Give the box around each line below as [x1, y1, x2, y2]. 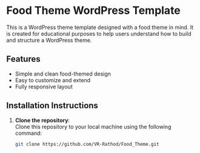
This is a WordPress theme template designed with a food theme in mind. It [6, 24, 194, 31]
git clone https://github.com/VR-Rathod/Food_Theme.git [15, 141, 159, 147]
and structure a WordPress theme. [6, 36, 92, 44]
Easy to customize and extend [15, 76, 91, 83]
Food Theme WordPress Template [6, 4, 181, 18]
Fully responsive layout [15, 83, 73, 90]
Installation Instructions [6, 100, 99, 111]
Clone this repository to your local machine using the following [15, 123, 172, 130]
